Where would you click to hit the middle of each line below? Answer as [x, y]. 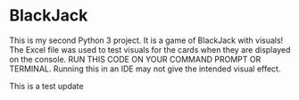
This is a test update [46, 86]
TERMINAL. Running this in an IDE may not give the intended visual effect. [145, 69]
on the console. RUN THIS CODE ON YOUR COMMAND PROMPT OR [135, 59]
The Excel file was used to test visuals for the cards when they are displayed [150, 49]
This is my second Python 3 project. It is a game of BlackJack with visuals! [146, 40]
